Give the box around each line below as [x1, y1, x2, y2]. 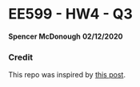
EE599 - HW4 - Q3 [8, 5, 134, 23]
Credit [8, 52, 34, 63]
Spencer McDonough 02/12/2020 [8, 31, 123, 41]
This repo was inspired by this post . [8, 70, 126, 80]
